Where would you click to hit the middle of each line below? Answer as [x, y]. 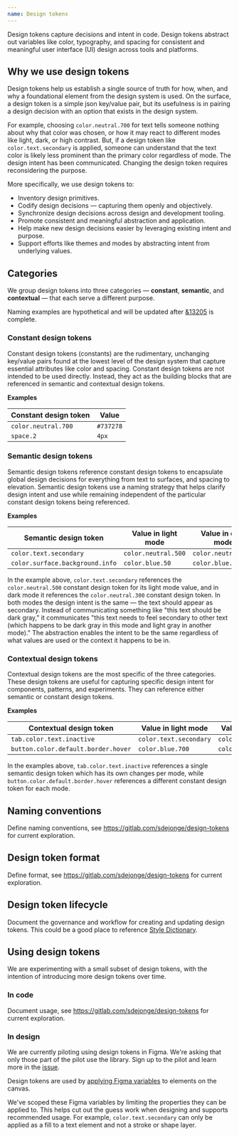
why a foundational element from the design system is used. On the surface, [119, 96]
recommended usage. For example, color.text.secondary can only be [110, 1117]
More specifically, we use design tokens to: [71, 184]
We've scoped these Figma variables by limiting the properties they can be [117, 1102]
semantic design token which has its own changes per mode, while [106, 773]
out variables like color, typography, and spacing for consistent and [106, 42]
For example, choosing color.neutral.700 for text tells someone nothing [113, 125]
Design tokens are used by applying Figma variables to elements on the [112, 1081]
